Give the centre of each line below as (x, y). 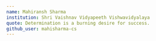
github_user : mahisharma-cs (42, 29)
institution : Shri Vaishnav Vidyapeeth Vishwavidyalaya (78, 17)
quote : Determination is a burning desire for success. (78, 23)
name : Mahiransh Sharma (36, 12)
